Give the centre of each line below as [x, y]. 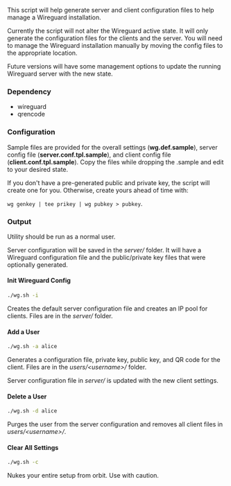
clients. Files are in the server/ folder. [60, 315]
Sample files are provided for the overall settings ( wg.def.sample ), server [113, 147]
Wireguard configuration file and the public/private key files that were [106, 257]
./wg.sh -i [23, 295]
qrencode [31, 114]
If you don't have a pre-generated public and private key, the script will [109, 182]
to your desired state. [38, 169]
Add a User [24, 331]
